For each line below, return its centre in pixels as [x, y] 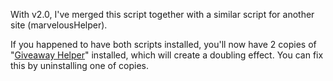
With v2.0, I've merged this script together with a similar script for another [162, 14]
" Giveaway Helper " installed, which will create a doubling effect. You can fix [167, 55]
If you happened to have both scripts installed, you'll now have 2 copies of [163, 44]
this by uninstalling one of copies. [79, 65]
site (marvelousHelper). [59, 25]
